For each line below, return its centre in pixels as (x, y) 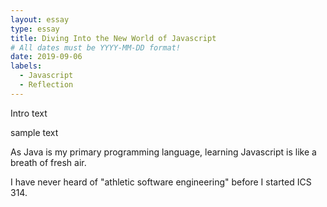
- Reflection (46, 85)
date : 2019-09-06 (46, 57)
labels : (26, 66)
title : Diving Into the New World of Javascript (113, 38)
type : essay (35, 29)
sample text (34, 132)
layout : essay (40, 19)
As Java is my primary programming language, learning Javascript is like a (163, 152)
